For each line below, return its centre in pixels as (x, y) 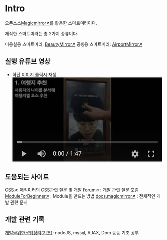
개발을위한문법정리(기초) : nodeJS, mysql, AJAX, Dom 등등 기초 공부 (72, 232)
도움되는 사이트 (27, 177)
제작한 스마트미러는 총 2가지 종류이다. (42, 33)
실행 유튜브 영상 (28, 62)
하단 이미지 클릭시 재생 (34, 74)
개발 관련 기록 (25, 219)
